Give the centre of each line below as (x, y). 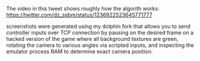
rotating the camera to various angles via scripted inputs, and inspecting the (100, 45)
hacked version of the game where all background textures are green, (92, 39)
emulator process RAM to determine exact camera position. (80, 52)
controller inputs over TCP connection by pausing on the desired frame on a (100, 33)
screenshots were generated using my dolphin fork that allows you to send (98, 26)
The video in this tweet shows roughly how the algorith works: (83, 9)
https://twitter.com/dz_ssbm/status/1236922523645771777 (79, 15)
